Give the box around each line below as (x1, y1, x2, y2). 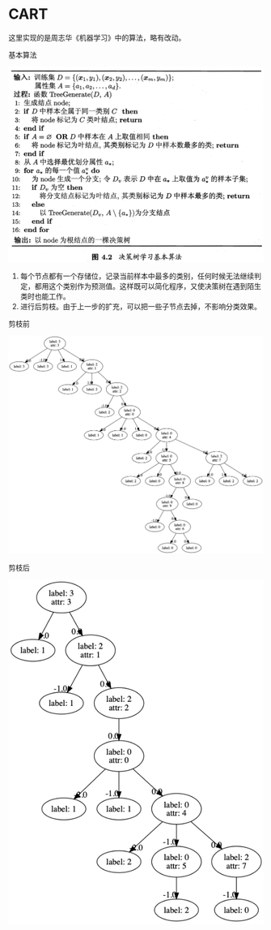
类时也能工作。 (19, 291, 70, 301)
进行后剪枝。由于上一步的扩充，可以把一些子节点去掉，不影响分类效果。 (19, 302, 261, 312)
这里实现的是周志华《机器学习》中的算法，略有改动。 (8, 32, 186, 42)
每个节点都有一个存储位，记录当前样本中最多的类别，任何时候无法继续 (19, 271, 255, 281)
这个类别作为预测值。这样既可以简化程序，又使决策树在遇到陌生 (48, 282, 261, 291)
